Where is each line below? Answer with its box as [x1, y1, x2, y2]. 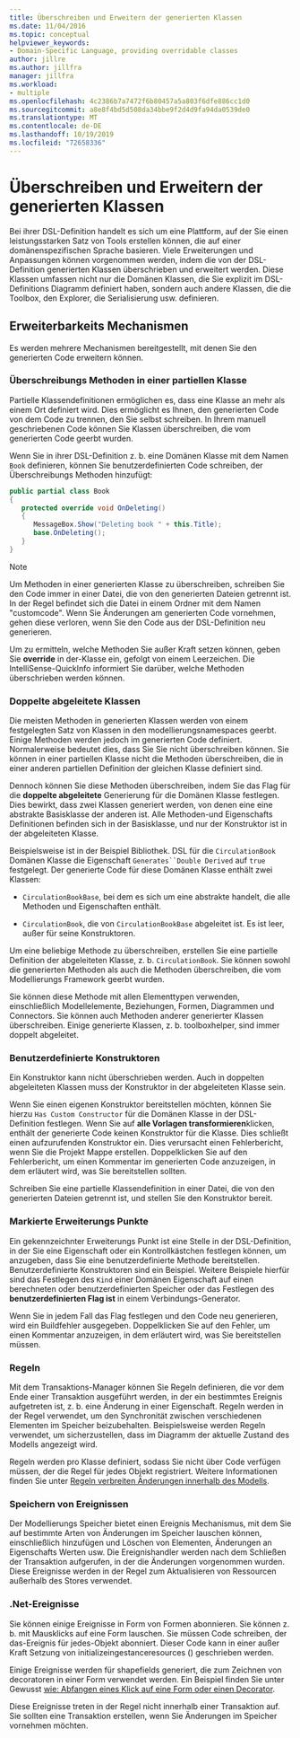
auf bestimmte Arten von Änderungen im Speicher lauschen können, [9, 1528, 262, 1539]
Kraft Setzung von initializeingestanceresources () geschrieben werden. [9, 1646, 275, 1657]
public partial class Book [9, 487, 110, 496]
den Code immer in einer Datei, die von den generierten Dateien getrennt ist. [9, 588, 292, 599]
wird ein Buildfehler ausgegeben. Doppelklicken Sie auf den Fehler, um [9, 1320, 270, 1330]
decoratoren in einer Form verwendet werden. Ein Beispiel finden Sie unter [9, 1673, 285, 1684]
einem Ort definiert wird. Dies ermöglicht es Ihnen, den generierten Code [9, 404, 279, 415]
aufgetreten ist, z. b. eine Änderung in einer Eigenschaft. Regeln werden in [9, 1400, 284, 1411]
